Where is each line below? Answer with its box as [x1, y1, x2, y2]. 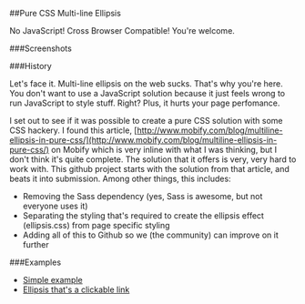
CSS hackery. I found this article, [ [9, 125, 137, 136]
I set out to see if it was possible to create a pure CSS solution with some [9, 116, 283, 126]
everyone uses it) [22, 200, 88, 211]
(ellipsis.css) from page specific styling [22, 220, 170, 230]
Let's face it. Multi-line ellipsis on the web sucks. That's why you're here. [9, 78, 284, 89]
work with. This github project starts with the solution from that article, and [9, 164, 290, 174]
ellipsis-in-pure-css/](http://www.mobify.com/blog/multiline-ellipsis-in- [9, 135, 278, 145]
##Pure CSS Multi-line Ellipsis [9, 8, 121, 18]
